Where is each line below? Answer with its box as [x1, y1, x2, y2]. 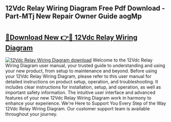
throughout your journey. [5, 111, 58, 117]
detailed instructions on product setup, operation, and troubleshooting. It [5, 79, 158, 84]
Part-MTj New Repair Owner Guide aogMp [5, 12, 142, 21]
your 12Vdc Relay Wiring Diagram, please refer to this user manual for [5, 73, 152, 79]
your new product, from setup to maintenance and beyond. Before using [5, 68, 157, 74]
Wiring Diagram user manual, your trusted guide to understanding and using [5, 63, 165, 68]
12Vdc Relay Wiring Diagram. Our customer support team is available [5, 106, 150, 111]
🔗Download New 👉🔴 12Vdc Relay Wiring [5, 33, 138, 42]
